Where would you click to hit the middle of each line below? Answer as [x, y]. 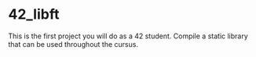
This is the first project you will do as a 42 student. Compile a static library [128, 36]
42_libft [34, 14]
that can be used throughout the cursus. [73, 44]
